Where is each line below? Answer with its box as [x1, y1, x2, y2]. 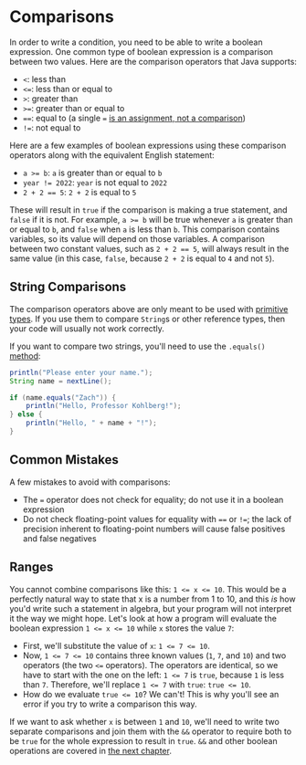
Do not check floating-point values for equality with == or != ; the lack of [22, 513, 292, 524]
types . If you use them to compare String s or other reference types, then [9, 313, 286, 324]
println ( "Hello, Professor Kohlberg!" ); [26, 402, 182, 411]
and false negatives [22, 532, 98, 544]
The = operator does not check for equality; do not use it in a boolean [22, 494, 284, 505]
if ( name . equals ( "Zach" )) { [9, 393, 117, 403]
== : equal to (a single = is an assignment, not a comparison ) [22, 112, 247, 123]
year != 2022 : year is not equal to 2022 [22, 176, 167, 188]
